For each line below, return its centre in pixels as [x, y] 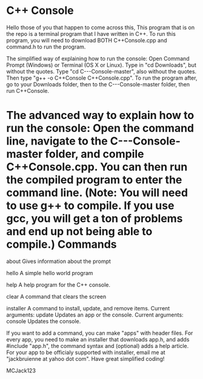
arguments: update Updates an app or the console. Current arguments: [95, 315]
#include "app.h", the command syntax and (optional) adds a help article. [98, 346]
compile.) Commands [62, 244]
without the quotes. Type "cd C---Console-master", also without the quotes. [101, 71]
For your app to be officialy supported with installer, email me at [86, 352]
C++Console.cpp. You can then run [97, 167]
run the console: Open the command [100, 128]
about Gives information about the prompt [58, 261]
